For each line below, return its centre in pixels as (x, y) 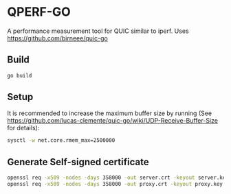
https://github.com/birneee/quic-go (57, 38)
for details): (23, 128)
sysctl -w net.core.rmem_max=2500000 (61, 141)
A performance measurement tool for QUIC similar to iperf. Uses (98, 31)
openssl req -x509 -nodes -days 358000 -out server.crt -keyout (101, 178)
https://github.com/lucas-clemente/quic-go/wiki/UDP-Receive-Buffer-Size (113, 121)
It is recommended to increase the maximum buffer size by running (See (109, 113)
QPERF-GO (39, 12)
